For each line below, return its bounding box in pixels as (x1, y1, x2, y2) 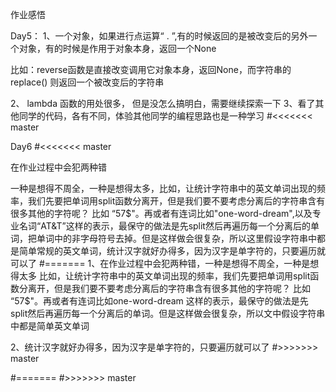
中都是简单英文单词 (10, 320, 90, 332)
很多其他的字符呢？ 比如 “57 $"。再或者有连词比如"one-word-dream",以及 (10, 208, 313, 219)
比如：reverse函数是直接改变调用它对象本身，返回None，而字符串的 (10, 64, 292, 75)
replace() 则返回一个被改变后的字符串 (10, 76, 165, 88)
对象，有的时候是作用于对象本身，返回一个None (18, 43, 217, 54)
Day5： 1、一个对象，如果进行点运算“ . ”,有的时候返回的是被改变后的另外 (10, 30, 309, 42)
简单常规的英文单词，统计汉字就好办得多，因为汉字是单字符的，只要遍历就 (18, 245, 326, 257)
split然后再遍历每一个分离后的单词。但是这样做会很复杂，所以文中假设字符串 (10, 308, 326, 319)
